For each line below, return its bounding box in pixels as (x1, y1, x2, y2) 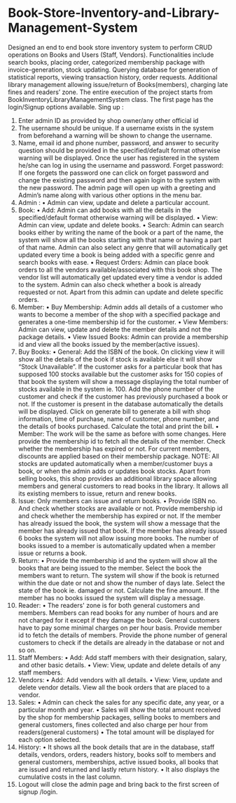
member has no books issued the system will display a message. (18, 593, 206, 602)
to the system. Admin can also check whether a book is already (18, 280, 202, 288)
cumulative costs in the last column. (18, 772, 122, 781)
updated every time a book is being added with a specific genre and (18, 251, 215, 259)
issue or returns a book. (18, 549, 87, 557)
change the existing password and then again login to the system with (18, 175, 221, 184)
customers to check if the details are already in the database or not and (18, 638, 225, 646)
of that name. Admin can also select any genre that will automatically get (18, 243, 228, 251)
